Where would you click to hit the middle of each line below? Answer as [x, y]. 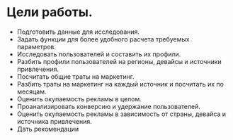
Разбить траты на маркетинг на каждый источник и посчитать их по [120, 84]
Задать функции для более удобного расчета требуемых [103, 39]
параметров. [36, 46]
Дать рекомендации [48, 129]
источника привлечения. [55, 121]
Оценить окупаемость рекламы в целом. [79, 98]
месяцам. [32, 91]
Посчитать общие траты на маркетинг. [75, 76]
